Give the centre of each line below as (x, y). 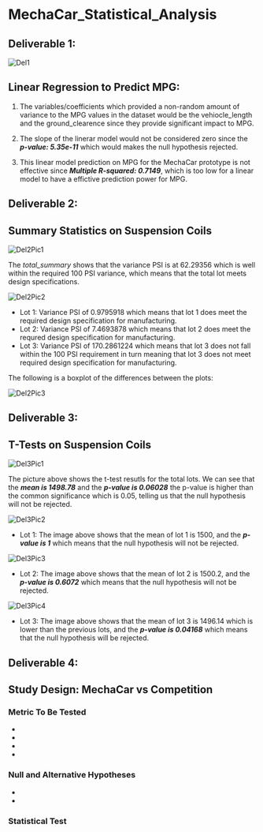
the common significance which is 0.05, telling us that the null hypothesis (127, 496)
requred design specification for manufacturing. (97, 338)
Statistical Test (37, 821)
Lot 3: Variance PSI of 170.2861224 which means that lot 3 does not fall (135, 346)
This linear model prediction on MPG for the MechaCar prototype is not (135, 162)
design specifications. (44, 282)
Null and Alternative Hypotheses (72, 775)
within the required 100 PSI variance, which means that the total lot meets (128, 273)
